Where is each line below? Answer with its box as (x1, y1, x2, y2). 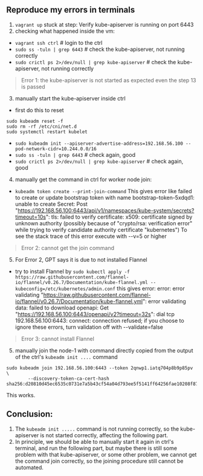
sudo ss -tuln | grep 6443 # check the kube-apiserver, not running (14, 45, 185, 53)
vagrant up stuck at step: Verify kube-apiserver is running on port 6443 (14, 21, 194, 28)
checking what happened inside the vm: (14, 27, 115, 35)
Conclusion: (6, 409, 53, 420)
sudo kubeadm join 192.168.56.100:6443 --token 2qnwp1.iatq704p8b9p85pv (6, 365, 193, 371)
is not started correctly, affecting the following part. (40, 431, 168, 438)
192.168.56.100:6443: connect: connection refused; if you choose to (14, 317, 184, 324)
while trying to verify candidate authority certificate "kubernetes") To (14, 226, 187, 233)
